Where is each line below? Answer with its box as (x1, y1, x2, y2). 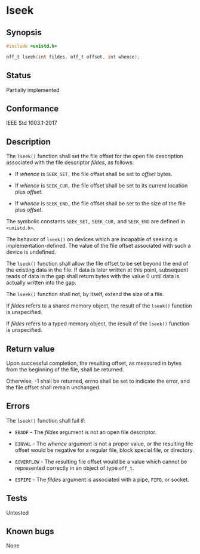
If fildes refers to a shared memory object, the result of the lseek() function (6, 302, 192, 309)
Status (6, 70, 32, 81)
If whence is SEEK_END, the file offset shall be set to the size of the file (14, 200, 186, 207)
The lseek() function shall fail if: (6, 417, 86, 424)
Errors (6, 401, 30, 411)
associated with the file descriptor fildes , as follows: (6, 159, 134, 166)
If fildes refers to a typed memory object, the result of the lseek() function (6, 320, 190, 327)
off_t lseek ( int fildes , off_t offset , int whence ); (6, 54, 140, 60)
